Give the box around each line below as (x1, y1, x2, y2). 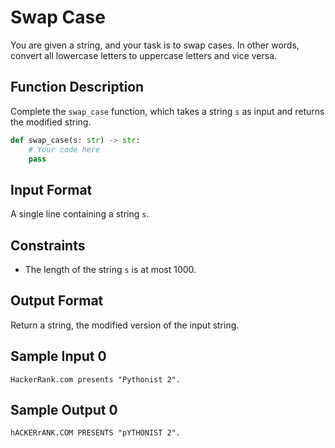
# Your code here (28, 144, 101, 155)
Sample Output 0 (10, 402, 118, 419)
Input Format (10, 181, 93, 198)
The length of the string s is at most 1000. (24, 264, 197, 275)
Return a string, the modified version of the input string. (10, 319, 240, 331)
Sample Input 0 (10, 348, 107, 365)
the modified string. (10, 116, 92, 128)
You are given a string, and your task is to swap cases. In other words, (10, 39, 300, 51)
